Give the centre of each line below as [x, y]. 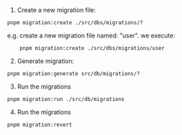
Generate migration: [45, 61]
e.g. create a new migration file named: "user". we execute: [91, 35]
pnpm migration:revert [40, 125]
